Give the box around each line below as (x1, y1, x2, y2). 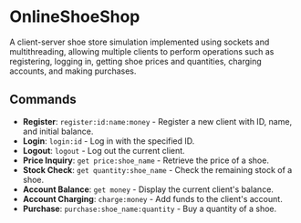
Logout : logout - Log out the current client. (22, 145, 185, 156)
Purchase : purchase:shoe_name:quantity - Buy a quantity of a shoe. (22, 203, 277, 214)
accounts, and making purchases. (9, 66, 137, 76)
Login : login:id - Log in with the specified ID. (22, 135, 195, 147)
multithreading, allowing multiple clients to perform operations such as (9, 46, 275, 56)
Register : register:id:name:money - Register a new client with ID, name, (22, 116, 293, 127)
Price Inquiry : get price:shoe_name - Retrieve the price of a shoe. (22, 155, 269, 166)
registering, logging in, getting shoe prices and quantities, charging (9, 56, 262, 66)
